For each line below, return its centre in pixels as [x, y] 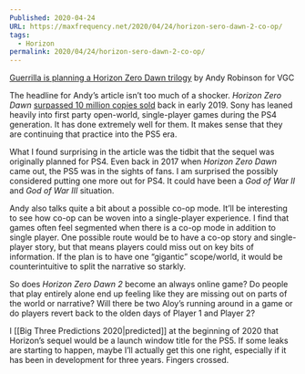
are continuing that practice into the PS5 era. [93, 134]
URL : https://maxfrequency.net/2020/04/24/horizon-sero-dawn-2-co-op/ [146, 26]
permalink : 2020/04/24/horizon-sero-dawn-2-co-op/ [107, 52]
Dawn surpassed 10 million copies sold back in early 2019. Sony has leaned [151, 105]
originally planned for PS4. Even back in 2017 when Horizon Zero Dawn [143, 161]
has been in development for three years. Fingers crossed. [119, 360]
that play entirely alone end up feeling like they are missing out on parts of [148, 294]
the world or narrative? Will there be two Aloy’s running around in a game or [151, 304]
